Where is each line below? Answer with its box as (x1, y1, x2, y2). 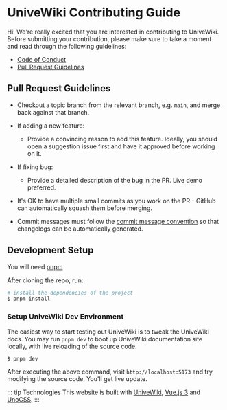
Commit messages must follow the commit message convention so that (16, 217, 219, 225)
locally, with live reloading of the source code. (7, 342, 137, 350)
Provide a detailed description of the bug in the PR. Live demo (27, 176, 202, 184)
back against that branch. (16, 108, 90, 116)
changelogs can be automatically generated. (16, 225, 143, 233)
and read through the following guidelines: (7, 42, 127, 50)
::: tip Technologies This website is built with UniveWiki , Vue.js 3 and (7, 388, 201, 396)
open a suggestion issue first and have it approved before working (27, 142, 215, 150)
